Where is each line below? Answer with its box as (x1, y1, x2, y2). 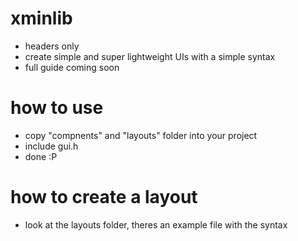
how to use (10, 97, 104, 119)
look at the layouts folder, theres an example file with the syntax (24, 218, 288, 231)
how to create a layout (10, 186, 198, 209)
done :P (24, 150, 58, 162)
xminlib (10, 7, 73, 30)
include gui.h (24, 140, 79, 152)
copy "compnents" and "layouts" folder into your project (24, 129, 258, 141)
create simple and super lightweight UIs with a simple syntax (24, 50, 276, 62)
